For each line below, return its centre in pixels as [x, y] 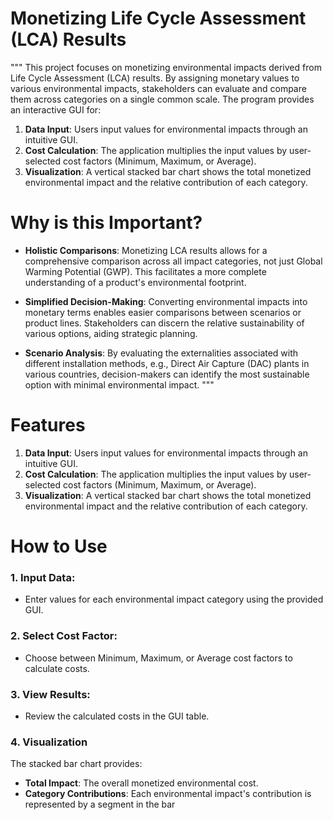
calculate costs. [57, 668]
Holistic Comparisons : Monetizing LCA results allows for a [146, 250]
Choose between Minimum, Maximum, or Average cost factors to [158, 658]
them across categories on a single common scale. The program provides [162, 99]
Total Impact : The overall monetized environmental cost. [141, 783]
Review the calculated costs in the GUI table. [117, 716]
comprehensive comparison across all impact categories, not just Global [173, 261]
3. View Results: [50, 694]
